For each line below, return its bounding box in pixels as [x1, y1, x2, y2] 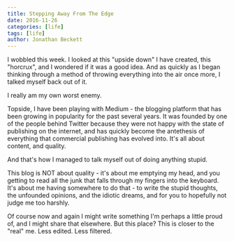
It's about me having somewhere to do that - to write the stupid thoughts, [7, 184, 218, 192]
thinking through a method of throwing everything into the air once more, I [7, 71, 221, 79]
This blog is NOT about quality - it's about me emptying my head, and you [7, 169, 220, 177]
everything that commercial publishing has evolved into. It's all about [7, 134, 205, 143]
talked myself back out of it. [7, 78, 87, 86]
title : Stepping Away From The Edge [7, 10, 114, 17]
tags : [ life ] [7, 29, 45, 37]
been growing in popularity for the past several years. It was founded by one [7, 112, 228, 121]
